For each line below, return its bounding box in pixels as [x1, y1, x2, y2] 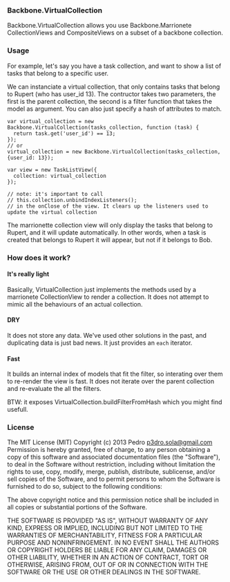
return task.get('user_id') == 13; [13, 130, 116, 137]
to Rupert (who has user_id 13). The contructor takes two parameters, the [7, 89, 216, 98]
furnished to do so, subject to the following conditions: [7, 482, 162, 491]
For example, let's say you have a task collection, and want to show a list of [7, 62, 222, 70]
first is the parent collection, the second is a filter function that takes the [7, 97, 213, 105]
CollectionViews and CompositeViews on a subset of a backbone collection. [7, 28, 223, 37]
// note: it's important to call [7, 190, 104, 197]
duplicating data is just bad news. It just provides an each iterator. [7, 338, 193, 347]
